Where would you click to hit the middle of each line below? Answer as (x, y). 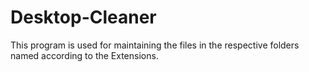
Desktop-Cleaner (83, 17)
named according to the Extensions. (84, 55)
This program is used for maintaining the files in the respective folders (155, 45)
